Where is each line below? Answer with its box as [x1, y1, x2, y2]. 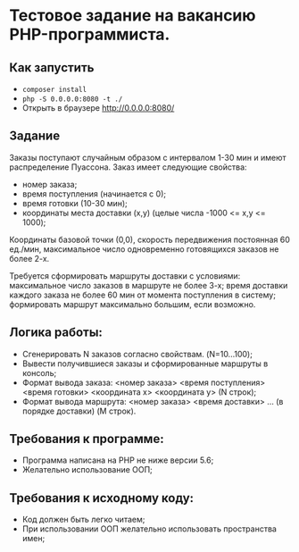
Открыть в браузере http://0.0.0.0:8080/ [21, 103, 175, 113]
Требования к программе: [9, 431, 164, 447]
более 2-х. [9, 253, 50, 263]
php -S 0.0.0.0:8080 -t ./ [21, 95, 123, 104]
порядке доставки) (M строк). [21, 406, 137, 416]
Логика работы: [9, 325, 103, 340]
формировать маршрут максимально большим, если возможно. [9, 298, 256, 309]
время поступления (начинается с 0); [21, 188, 167, 199]
